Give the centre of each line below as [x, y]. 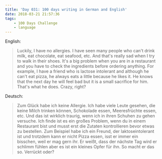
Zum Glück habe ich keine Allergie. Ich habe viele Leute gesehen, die [86, 106]
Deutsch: [14, 96]
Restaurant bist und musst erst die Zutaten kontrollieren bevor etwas [86, 126]
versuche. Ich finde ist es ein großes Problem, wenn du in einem [81, 121]
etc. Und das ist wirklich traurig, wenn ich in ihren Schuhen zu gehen [86, 116]
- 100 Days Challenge [36, 23]
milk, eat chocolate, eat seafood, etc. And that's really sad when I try [86, 56]
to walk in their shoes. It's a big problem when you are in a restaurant [86, 61]
